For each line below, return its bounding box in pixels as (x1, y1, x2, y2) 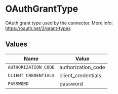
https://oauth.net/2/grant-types (5, 25, 71, 31)
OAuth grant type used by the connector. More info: (5, 20, 113, 26)
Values (5, 40, 28, 49)
